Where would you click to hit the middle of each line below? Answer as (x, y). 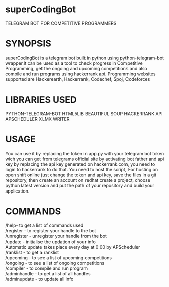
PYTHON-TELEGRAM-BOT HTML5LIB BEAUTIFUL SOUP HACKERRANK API (84, 113)
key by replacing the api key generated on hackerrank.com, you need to (80, 164)
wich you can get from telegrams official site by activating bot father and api (85, 159)
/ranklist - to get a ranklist (32, 252)
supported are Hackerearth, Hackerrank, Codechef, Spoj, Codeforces (78, 79)
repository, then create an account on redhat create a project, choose (78, 180)
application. (17, 191)
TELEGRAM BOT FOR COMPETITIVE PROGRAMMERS (61, 23)
